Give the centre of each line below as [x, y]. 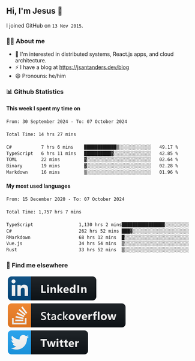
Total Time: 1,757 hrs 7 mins [44, 212]
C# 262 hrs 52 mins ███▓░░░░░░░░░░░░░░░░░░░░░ [97, 231]
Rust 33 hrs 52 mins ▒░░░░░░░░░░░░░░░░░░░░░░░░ [97, 250]
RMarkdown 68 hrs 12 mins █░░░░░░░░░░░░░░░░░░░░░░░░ [97, 237]
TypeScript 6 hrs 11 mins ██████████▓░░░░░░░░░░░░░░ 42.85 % [92, 154]
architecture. [31, 61]
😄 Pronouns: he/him [40, 76]
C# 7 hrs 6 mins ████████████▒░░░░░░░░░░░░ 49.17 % [92, 147]
